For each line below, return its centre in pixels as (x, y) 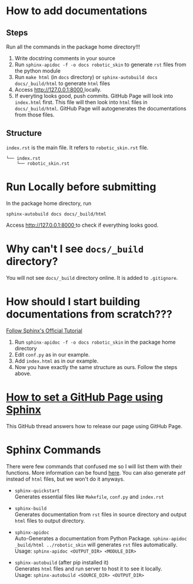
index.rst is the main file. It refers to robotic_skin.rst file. (77, 147)
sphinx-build (31, 508)
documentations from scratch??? (89, 314)
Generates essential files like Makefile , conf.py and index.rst (89, 497)
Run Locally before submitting (81, 187)
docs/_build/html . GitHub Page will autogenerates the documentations (100, 108)
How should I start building (73, 301)
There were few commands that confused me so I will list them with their (94, 466)
